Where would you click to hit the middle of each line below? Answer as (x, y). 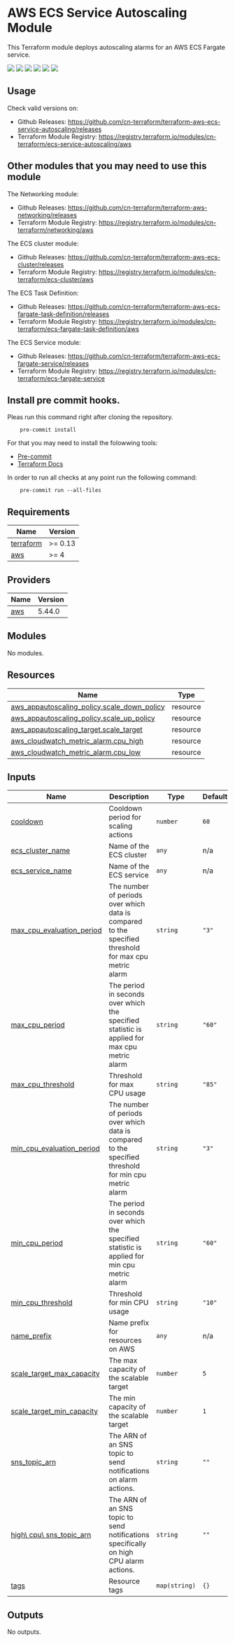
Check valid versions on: (43, 108)
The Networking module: (43, 193)
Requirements (38, 512)
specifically (127, 1543)
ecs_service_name (41, 871)
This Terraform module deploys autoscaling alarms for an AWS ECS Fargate (116, 47)
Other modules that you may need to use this (107, 166)
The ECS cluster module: (43, 243)
